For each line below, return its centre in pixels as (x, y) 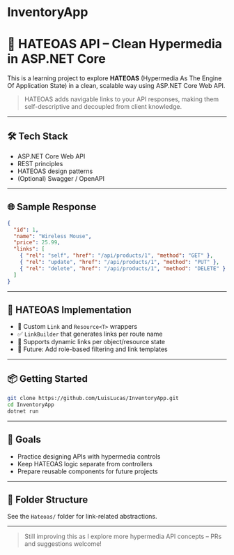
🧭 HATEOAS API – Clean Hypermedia (115, 44)
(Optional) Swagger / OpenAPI (61, 178)
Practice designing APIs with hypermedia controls (89, 456)
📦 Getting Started (48, 379)
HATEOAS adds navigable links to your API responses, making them (122, 99)
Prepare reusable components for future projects (87, 471)
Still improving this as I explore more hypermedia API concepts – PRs (123, 536)
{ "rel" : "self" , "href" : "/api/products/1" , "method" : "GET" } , (117, 256)
